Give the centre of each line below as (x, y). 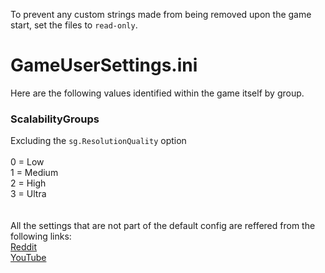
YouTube (28, 258)
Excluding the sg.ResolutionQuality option (98, 141)
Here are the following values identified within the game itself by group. (157, 93)
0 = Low (27, 162)
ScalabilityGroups (55, 119)
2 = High (28, 183)
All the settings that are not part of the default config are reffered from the (163, 226)
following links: (41, 236)
